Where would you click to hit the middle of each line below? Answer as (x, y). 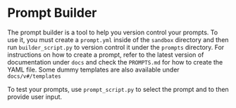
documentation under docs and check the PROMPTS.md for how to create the (115, 62)
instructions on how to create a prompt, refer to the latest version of (106, 55)
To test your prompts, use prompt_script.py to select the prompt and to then (118, 89)
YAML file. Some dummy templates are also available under (93, 69)
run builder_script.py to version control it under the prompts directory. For (116, 47)
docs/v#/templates (34, 76)
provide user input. (35, 97)
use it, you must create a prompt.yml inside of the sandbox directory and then (118, 39)
